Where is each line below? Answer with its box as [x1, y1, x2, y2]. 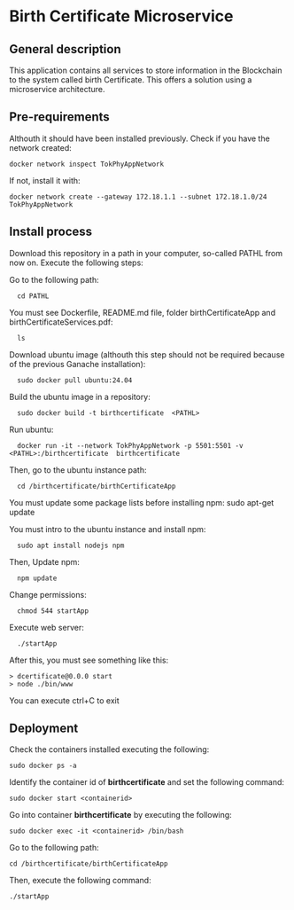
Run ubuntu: [9, 424, 54, 435]
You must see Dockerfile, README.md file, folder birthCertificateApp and [9, 307, 276, 318]
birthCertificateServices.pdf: [9, 317, 113, 327]
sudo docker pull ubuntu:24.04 [17, 375, 133, 385]
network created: [9, 142, 73, 153]
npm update [17, 574, 58, 583]
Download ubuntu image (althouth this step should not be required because [9, 349, 285, 360]
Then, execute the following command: [9, 875, 152, 886]
